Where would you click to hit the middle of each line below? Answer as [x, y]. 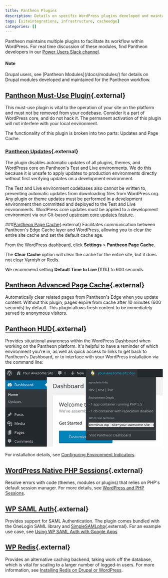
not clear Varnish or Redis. [32, 260]
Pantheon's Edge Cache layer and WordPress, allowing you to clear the [78, 230]
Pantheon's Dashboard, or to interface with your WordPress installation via [82, 357]
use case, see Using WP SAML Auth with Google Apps [61, 532]
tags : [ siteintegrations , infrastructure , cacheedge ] [62, 21]
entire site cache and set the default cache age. [54, 235]
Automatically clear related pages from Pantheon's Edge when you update [82, 297]
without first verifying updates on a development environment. [69, 178]
